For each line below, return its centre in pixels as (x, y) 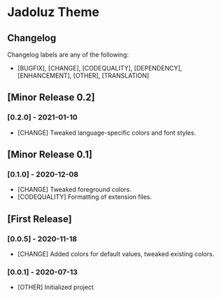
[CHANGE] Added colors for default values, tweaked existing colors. (116, 254)
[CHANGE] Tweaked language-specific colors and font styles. (107, 133)
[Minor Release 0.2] (51, 97)
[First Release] (40, 219)
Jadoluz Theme (54, 12)
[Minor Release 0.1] (50, 155)
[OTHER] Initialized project (56, 288)
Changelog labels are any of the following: (68, 54)
